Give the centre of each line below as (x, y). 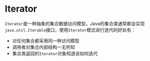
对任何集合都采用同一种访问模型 (46, 41)
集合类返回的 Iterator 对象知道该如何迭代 (55, 53)
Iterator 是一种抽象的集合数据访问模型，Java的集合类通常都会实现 (75, 23)
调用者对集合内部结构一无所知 (43, 47)
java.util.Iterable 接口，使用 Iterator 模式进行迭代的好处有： (70, 30)
